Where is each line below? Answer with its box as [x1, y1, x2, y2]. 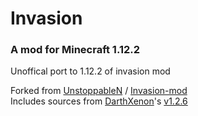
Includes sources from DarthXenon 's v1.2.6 [10, 95, 188, 107]
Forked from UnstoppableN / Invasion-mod [10, 85, 188, 97]
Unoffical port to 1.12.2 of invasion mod [10, 65, 171, 77]
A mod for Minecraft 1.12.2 [10, 43, 141, 57]
